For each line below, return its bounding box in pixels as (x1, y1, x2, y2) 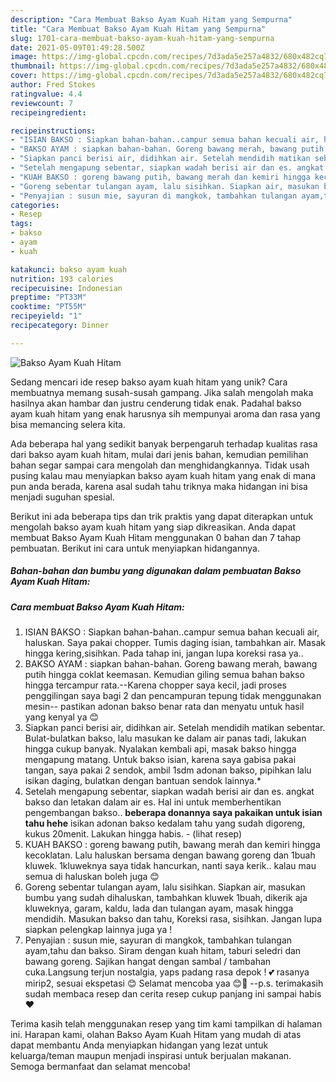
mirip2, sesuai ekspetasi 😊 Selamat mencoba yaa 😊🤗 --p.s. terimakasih (24, 977, 324, 990)
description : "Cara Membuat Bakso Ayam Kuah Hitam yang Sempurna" (10, 14, 293, 25)
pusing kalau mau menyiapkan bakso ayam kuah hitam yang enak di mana (10, 469, 317, 481)
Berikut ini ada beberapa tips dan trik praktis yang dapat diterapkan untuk (10, 510, 314, 522)
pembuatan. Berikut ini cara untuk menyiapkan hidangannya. (10, 542, 260, 554)
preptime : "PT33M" (10, 292, 87, 303)
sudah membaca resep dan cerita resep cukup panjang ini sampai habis (24, 988, 322, 1000)
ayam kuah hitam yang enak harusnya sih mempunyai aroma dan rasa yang (10, 407, 321, 420)
